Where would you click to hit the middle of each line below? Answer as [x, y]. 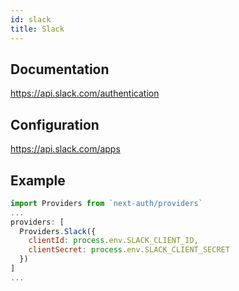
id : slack [31, 19]
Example [38, 180]
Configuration [55, 124]
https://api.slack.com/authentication [85, 93]
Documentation [60, 69]
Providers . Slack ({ [58, 231]
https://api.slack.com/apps [65, 149]
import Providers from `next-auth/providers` [106, 203]
